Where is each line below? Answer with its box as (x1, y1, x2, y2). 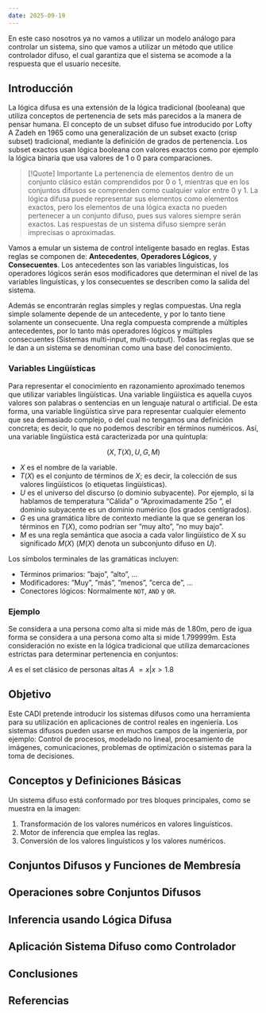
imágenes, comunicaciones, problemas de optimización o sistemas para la (8, 742, 253, 752)
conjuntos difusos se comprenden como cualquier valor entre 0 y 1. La (27, 186, 259, 195)
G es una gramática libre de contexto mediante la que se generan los (19, 513, 245, 523)
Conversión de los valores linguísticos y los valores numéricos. (19, 836, 226, 845)
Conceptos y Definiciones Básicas (8, 774, 182, 787)
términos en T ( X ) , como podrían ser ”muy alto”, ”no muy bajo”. (19, 521, 224, 531)
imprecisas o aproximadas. (27, 228, 117, 238)
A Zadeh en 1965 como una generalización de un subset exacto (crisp (8, 128, 237, 137)
